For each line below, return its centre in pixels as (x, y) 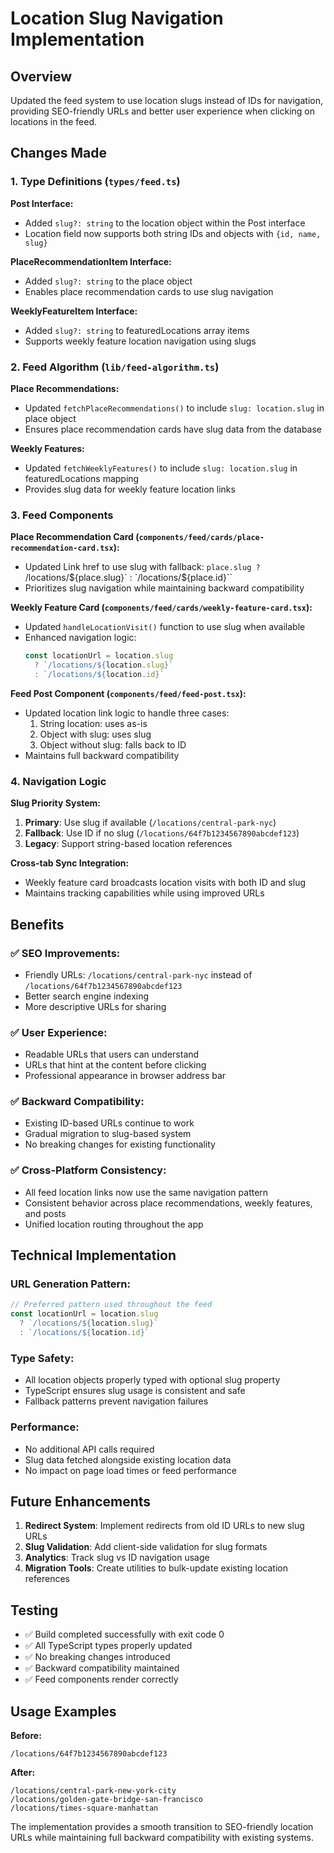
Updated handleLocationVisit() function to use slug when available (165, 627)
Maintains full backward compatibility (102, 755)
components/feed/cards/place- (201, 538)
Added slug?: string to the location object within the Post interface (165, 223)
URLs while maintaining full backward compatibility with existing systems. (162, 1837)
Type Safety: (42, 1358)
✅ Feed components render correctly (101, 1679)
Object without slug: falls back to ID (113, 744)
